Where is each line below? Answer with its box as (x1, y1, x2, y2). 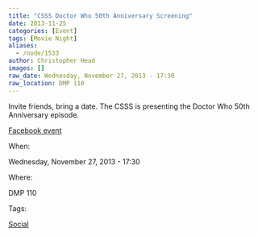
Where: (8, 172, 33, 182)
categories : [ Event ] (8, 27, 78, 35)
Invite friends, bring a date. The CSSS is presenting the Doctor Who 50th (8, 101, 250, 111)
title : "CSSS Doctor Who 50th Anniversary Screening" (8, 11, 193, 20)
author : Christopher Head (8, 57, 95, 65)
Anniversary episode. (8, 110, 79, 119)
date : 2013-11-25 (8, 19, 67, 27)
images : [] (8, 64, 45, 72)
